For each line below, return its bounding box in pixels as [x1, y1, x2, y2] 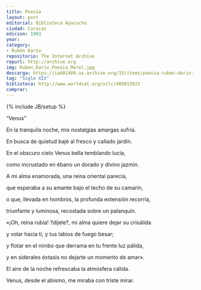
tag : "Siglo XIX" [6, 75, 50, 81]
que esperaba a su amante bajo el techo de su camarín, [6, 184, 144, 191]
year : [6, 36, 20, 42]
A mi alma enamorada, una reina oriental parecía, [6, 172, 127, 179]
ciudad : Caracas [6, 25, 47, 32]
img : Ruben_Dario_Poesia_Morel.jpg [6, 64, 95, 71]
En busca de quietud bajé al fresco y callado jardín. [6, 138, 133, 145]
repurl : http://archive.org [6, 59, 77, 65]
